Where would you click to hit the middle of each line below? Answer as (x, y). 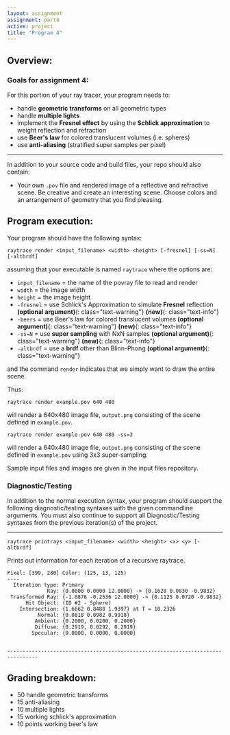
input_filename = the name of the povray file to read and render (107, 282)
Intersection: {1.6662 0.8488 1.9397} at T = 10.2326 (98, 609)
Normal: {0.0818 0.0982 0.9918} (84, 615)
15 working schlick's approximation (66, 716)
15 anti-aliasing (38, 702)
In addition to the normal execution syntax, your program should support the (115, 501)
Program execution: (50, 222)
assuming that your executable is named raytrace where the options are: (110, 269)
